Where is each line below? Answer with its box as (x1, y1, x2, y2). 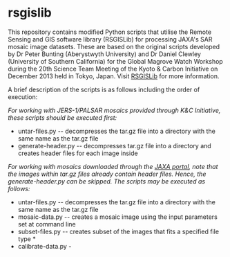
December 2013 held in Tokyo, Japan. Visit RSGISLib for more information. (8, 71, 220, 80)
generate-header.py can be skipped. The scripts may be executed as (8, 177, 206, 185)
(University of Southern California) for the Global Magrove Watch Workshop (8, 57, 223, 65)
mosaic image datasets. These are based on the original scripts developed (8, 42, 220, 51)
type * (17, 234, 37, 243)
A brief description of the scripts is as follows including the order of (8, 85, 200, 94)
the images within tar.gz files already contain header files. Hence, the (8, 170, 207, 178)
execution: (8, 92, 38, 101)
